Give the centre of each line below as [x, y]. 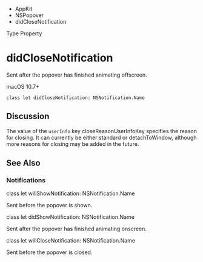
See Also [23, 163]
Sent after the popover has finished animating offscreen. [77, 75]
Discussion [28, 116]
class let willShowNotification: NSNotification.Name [71, 193]
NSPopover [29, 15]
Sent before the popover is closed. [49, 252]
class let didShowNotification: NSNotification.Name [71, 217]
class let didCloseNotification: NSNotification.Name [76, 98]
